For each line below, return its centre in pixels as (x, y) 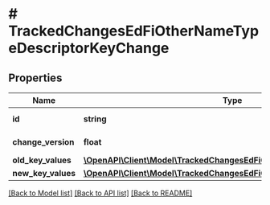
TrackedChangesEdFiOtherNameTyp (134, 31)
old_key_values (42, 160)
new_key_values (44, 173)
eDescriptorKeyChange (89, 48)
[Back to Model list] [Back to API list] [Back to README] (100, 193)
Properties (35, 78)
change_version (43, 142)
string (95, 119)
